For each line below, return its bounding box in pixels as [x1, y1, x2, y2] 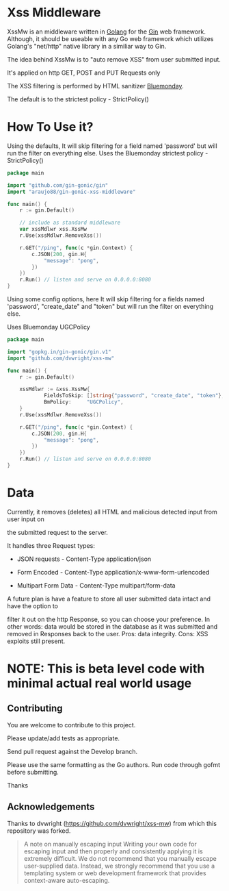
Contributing [7, 703, 63, 714]
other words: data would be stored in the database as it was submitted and [7, 622, 218, 631]
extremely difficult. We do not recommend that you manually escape [23, 854, 217, 862]
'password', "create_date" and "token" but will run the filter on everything [7, 303, 214, 310]
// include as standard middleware [19, 219, 121, 227]
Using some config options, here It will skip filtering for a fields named [7, 295, 205, 303]
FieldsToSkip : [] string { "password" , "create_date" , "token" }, [43, 392, 225, 399]
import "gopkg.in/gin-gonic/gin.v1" [7, 348, 111, 355]
